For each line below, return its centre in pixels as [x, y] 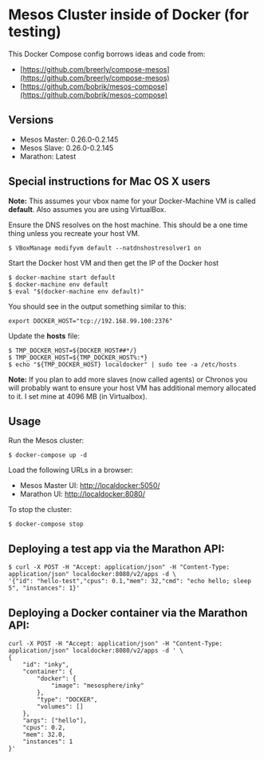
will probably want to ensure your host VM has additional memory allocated [132, 388]
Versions [31, 120]
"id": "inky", [46, 665]
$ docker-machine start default [62, 278]
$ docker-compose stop [46, 524]
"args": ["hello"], [55, 721]
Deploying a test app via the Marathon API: [116, 548]
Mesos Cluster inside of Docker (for [129, 15]
